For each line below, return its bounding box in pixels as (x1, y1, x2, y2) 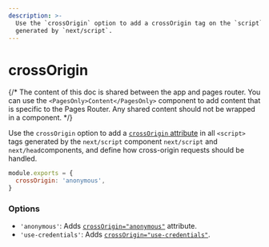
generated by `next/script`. (15, 26, 113, 34)
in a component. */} (8, 113, 74, 122)
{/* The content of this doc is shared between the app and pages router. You (8, 87, 261, 97)
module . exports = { (8, 169, 74, 177)
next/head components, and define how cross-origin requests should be (8, 145, 245, 155)
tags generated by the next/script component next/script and (8, 137, 218, 146)
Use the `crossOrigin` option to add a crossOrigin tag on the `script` (15, 19, 263, 27)
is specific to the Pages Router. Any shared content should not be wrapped (8, 105, 256, 114)
